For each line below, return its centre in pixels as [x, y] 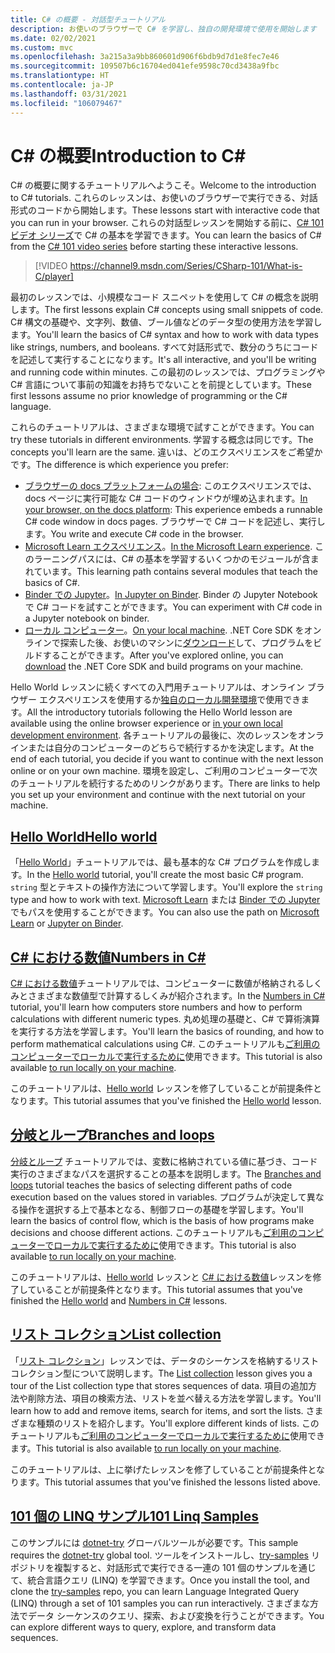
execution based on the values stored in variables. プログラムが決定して [158, 1197]
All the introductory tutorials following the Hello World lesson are [159, 712]
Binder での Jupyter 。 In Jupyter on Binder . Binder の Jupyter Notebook [171, 595]
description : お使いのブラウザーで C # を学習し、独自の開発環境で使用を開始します [163, 29]
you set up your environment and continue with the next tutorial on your [158, 795]
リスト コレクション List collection [116, 1334]
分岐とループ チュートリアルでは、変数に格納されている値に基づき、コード [164, 1161]
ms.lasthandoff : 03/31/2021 [69, 94]
